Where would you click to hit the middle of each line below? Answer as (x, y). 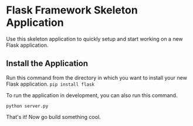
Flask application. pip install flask (50, 84)
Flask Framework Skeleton (72, 10)
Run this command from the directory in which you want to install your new (97, 77)
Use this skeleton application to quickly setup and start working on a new (94, 39)
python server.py (27, 106)
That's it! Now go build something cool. (53, 117)
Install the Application (47, 64)
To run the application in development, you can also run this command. (92, 95)
